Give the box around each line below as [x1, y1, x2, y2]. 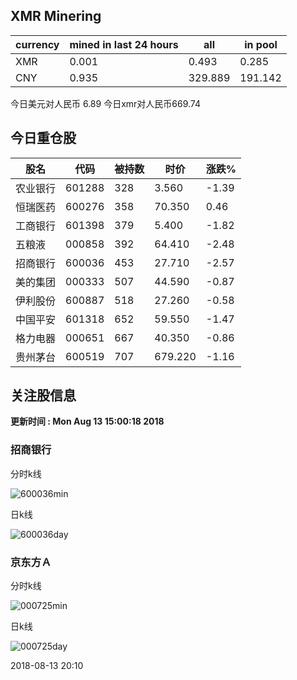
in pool [244, 37, 278, 51]
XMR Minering [10, 8, 102, 25]
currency [15, 37, 60, 51]
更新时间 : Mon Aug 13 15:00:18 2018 [10, 415, 165, 428]
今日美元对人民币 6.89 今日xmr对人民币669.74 [10, 97, 202, 109]
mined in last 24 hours [69, 37, 179, 51]
